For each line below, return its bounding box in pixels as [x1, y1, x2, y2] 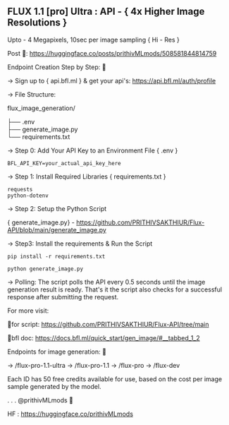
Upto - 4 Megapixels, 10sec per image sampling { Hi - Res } [7, 35, 180, 44]
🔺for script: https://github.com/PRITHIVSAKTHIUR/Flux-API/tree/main [7, 320, 209, 328]
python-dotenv [7, 192, 49, 199]
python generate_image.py [7, 265, 83, 273]
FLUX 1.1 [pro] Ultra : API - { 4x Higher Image [7, 6, 205, 18]
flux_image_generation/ [7, 104, 75, 112]
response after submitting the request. [7, 292, 119, 301]
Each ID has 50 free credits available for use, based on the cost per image [7, 374, 223, 383]
